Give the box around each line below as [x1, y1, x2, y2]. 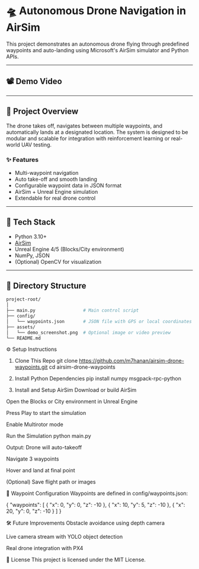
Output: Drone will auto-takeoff [6, 444, 82, 451]
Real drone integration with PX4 [6, 545, 84, 552]
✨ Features [6, 156, 39, 164]
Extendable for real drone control [14, 194, 96, 202]
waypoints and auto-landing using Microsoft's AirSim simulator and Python [6, 46, 189, 53]
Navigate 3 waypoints [6, 455, 59, 462]
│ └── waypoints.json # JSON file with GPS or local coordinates [6, 318, 192, 324]
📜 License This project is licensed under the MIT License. [6, 556, 146, 563]
